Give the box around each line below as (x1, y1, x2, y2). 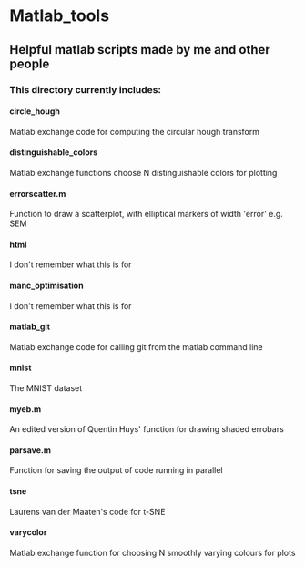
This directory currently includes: (9, 83, 162, 96)
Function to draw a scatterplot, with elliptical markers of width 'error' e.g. (9, 209, 284, 220)
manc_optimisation (9, 280, 84, 291)
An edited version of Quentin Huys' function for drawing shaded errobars (9, 424, 284, 435)
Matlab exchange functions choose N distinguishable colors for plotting (9, 167, 278, 178)
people (9, 56, 50, 71)
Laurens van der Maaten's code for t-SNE (9, 506, 166, 517)
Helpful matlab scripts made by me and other (9, 42, 270, 57)
